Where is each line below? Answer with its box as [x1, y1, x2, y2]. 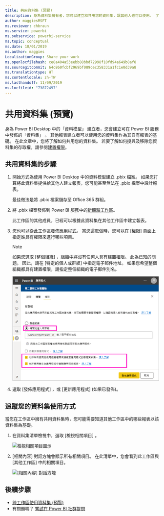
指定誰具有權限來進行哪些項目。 [12, 234, 77, 240]
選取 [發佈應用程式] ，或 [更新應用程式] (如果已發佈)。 [12, 386, 121, 392]
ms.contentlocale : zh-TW [5, 75, 56, 80]
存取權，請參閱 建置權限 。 [18, 144, 69, 150]
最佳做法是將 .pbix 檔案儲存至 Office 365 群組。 [12, 197, 108, 202]
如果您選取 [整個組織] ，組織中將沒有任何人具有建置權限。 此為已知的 [12, 254, 152, 260]
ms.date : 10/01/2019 [5, 44, 47, 49]
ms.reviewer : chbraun [5, 24, 49, 28]
